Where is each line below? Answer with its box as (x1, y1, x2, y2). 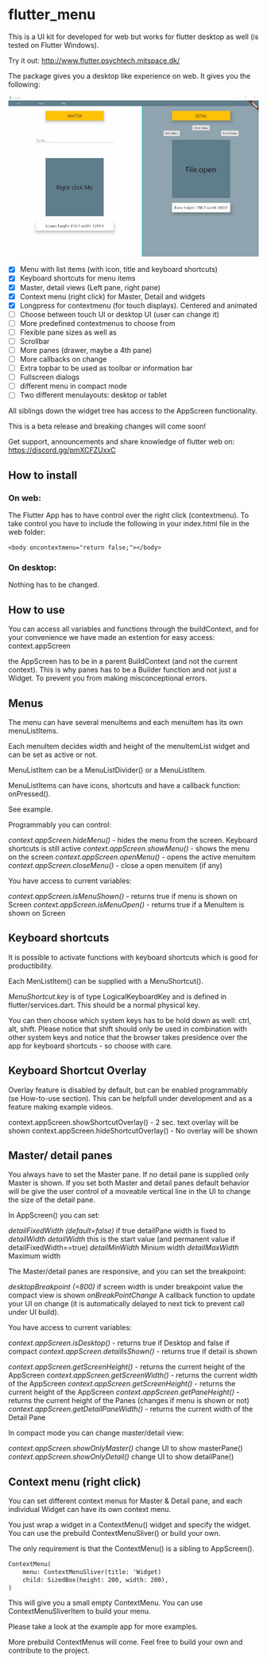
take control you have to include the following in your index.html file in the (8, 519, 250, 528)
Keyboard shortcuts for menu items (19, 273, 136, 283)
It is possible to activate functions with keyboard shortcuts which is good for (8, 952, 258, 962)
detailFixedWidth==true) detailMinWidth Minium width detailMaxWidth (8, 1242, 239, 1253)
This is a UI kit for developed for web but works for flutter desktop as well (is (8, 32, 259, 41)
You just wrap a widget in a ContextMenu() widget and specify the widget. (8, 1520, 252, 1529)
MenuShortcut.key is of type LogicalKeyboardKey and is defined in (8, 991, 227, 1001)
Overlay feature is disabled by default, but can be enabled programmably (8, 1085, 248, 1095)
